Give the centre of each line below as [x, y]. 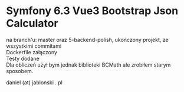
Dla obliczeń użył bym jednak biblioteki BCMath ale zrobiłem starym [88, 65]
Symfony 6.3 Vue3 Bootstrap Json [92, 11]
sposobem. [20, 71]
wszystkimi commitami [34, 46]
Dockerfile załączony [32, 52]
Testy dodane [23, 58]
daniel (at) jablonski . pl [34, 82]
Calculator [32, 23]
